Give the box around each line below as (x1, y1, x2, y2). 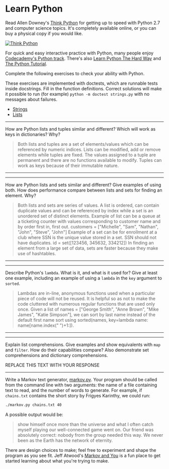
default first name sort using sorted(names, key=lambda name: (17, 317, 148, 323)
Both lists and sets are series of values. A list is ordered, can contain (17, 202, 159, 208)
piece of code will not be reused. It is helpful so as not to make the (17, 296, 156, 302)
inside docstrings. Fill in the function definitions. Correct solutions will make (5, 85, 162, 91)
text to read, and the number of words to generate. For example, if (5, 387, 142, 393)
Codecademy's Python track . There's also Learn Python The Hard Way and (5, 55, 161, 61)
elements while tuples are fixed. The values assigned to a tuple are (17, 152, 156, 158)
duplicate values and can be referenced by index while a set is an (17, 207, 153, 213)
